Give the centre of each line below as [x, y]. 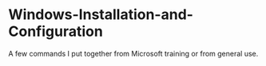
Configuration [56, 31]
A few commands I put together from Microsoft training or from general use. [133, 53]
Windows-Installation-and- [101, 15]
